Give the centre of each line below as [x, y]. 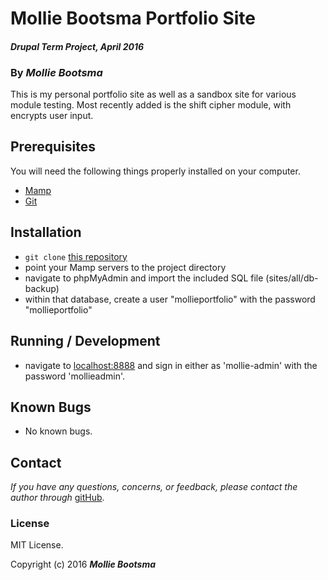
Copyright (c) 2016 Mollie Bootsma [83, 564]
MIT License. [37, 545]
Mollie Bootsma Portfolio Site [133, 18]
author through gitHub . [57, 498]
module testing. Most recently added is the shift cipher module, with [151, 105]
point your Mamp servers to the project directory [125, 267]
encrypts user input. [52, 116]
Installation [46, 232]
